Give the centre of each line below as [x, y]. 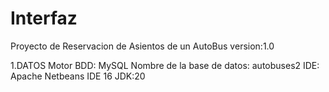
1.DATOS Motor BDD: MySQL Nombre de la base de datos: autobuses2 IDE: [165, 65]
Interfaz [44, 18]
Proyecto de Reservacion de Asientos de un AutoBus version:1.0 [142, 46]
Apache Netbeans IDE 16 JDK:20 [78, 76]
